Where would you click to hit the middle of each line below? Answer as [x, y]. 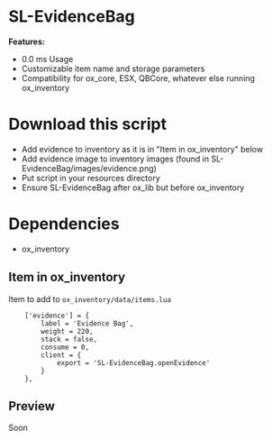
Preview [32, 406]
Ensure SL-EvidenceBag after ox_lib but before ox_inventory [133, 188]
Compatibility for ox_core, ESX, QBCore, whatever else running [138, 78]
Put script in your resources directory [91, 178]
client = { [61, 355]
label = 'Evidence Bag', [87, 323]
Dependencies [64, 224]
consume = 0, [65, 347]
